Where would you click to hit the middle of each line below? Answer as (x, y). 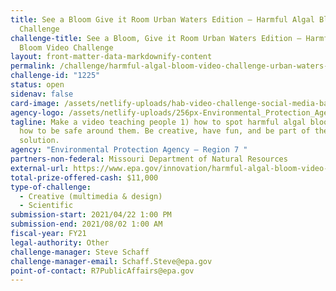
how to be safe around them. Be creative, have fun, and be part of (165, 131)
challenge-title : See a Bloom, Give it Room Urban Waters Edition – (156, 38)
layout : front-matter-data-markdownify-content (111, 57)
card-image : (35, 103)
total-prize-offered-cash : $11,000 (84, 177)
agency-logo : (37, 112)
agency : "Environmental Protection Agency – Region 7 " (129, 150)
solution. (39, 141)
